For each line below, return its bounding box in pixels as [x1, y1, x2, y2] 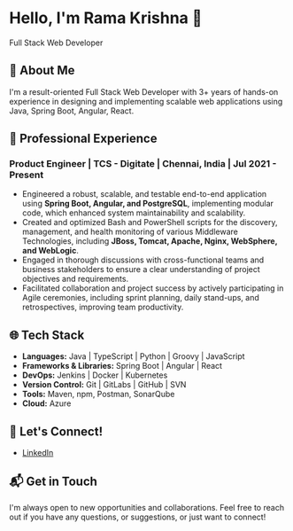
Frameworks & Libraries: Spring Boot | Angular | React [21, 361, 223, 371]
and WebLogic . [21, 246, 80, 256]
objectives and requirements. [21, 274, 129, 285]
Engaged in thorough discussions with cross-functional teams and [21, 254, 265, 265]
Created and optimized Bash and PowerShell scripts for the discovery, [21, 217, 278, 228]
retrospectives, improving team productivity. [21, 301, 184, 313]
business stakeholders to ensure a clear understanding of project [21, 264, 261, 275]
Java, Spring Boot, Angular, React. [9, 105, 135, 116]
